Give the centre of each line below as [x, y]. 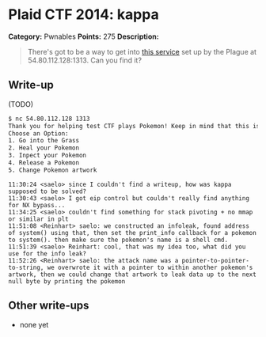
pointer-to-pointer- [215, 260]
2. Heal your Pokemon [44, 148]
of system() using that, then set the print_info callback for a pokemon [133, 233]
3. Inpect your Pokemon [47, 156]
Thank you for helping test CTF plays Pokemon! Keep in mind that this [129, 126]
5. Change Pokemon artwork [53, 170]
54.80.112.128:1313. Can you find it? [85, 60]
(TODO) [21, 104]
